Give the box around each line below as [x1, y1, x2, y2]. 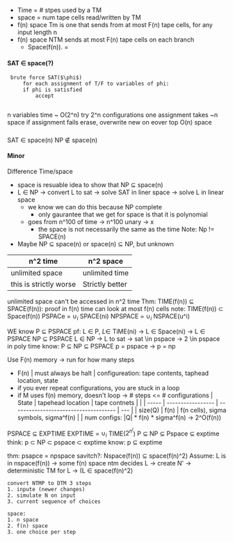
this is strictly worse [10, 279, 77, 289]
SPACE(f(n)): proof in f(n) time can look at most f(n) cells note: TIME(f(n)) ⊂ [7, 304, 224, 312]
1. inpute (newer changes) [7, 486, 86, 493]
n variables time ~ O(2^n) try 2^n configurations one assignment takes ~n [7, 111, 218, 119]
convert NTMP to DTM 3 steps [7, 479, 92, 486]
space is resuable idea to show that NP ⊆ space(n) [17, 180, 163, 189]
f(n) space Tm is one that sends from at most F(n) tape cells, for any [17, 21, 214, 29]
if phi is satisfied [22, 86, 82, 93]
